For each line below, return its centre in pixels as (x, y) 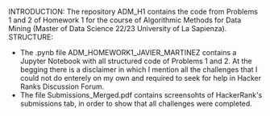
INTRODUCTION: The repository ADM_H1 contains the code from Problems (133, 12)
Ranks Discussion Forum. (62, 86)
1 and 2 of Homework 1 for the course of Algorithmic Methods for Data (125, 20)
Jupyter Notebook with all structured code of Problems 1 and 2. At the (136, 61)
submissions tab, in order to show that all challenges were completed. (136, 104)
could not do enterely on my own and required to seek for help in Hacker (141, 78)
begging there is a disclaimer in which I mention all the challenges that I (139, 70)
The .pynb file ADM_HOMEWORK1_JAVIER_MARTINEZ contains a (128, 52)
